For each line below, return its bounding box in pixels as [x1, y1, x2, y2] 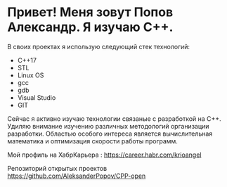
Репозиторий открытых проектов [7, 164, 108, 172]
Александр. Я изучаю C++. [7, 19, 174, 35]
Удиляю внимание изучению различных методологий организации [7, 122, 209, 130]
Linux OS [17, 71, 44, 79]
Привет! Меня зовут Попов [7, 4, 174, 20]
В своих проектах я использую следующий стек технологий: [7, 42, 190, 51]
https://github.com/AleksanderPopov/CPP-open [7, 172, 146, 180]
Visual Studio [17, 93, 56, 102]
